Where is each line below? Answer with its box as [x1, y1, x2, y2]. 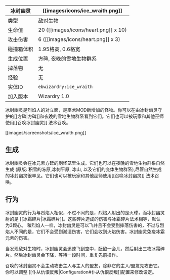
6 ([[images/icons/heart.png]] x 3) [38, 36, 120, 42]
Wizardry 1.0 [38, 93, 69, 100]
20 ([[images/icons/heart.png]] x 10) [38, 26, 127, 33]
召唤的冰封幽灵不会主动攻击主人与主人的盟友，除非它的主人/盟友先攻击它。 [5, 262, 162, 268]
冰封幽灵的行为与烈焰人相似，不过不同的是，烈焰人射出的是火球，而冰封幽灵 [5, 209, 165, 215]
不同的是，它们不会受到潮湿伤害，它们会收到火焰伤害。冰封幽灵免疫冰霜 [14, 228, 165, 235]
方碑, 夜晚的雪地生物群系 [38, 55, 97, 62]
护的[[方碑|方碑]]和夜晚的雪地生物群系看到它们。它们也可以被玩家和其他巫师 [5, 113, 164, 119]
